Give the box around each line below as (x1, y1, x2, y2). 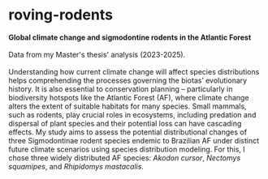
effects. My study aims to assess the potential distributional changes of (8, 127, 248, 137)
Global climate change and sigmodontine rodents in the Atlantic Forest (8, 32, 252, 42)
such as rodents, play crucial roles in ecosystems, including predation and (8, 109, 257, 119)
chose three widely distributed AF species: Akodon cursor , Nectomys (8, 152, 241, 163)
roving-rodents (8, 6, 114, 24)
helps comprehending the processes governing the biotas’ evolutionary (8, 75, 248, 85)
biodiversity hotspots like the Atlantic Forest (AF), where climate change (8, 92, 249, 102)
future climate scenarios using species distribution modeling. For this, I (8, 144, 245, 154)
